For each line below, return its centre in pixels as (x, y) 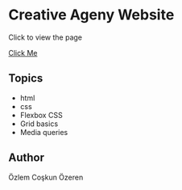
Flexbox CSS (41, 115)
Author (26, 158)
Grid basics (39, 124)
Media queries (44, 132)
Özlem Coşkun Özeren (46, 177)
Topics (26, 78)
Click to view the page (45, 37)
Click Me (23, 53)
